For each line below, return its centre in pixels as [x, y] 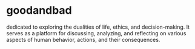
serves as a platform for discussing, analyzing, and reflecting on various [96, 33]
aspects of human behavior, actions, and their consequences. [83, 39]
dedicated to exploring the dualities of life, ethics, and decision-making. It [98, 27]
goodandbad [39, 10]
